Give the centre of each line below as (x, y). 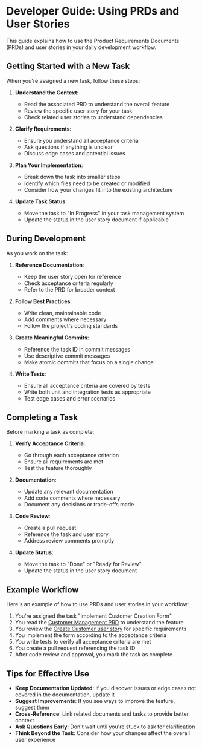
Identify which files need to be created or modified (87, 183)
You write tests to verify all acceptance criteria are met (83, 642)
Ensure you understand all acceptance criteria (81, 140)
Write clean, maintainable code (62, 313)
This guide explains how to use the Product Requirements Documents (93, 41)
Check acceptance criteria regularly (68, 283)
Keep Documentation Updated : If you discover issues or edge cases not (106, 688)
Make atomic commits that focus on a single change (89, 362)
